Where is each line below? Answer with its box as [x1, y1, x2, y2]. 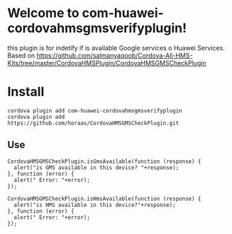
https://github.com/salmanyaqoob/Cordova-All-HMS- [36, 51, 193, 60]
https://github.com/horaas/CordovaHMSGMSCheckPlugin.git [7, 119, 179, 127]
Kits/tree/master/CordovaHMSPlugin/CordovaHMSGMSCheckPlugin [7, 58, 207, 67]
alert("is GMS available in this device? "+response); [13, 164, 179, 171]
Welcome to [7, 5, 79, 21]
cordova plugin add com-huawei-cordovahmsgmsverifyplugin [7, 107, 182, 115]
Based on [7, 51, 35, 60]
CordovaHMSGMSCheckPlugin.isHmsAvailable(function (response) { [7, 195, 201, 202]
